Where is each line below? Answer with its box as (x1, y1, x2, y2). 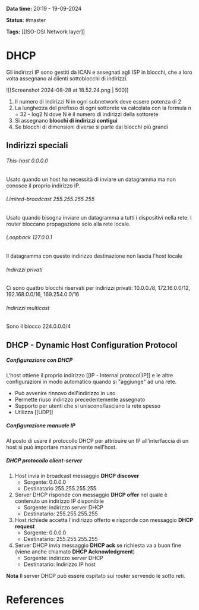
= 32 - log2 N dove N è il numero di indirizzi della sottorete (14, 110, 159, 118)
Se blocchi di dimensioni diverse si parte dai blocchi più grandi (14, 123, 168, 130)
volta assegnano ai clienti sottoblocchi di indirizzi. (6, 74, 128, 82)
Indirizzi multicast (6, 304, 50, 311)
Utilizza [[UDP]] (14, 408, 53, 415)
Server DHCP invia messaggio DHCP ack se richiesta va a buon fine (14, 542, 182, 549)
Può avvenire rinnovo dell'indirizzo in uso (14, 389, 116, 396)
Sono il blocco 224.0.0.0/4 (6, 323, 71, 330)
